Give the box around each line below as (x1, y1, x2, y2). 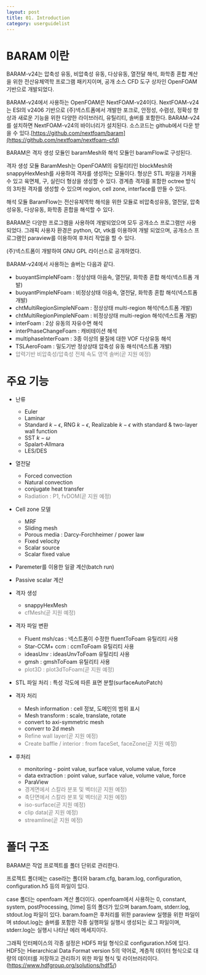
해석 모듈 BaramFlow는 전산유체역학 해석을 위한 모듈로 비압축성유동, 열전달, (6, 198, 189, 206)
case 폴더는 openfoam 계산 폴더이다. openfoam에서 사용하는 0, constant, (6, 896, 186, 903)
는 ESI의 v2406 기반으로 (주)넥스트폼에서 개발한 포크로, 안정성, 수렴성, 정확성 (6, 106, 192, 114)
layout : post (6, 9, 40, 15)
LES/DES (24, 447, 47, 455)
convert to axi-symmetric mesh (24, 719, 105, 726)
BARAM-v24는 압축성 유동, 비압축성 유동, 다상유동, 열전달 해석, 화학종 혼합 (6, 70, 187, 77)
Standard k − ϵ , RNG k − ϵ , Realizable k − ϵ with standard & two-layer (24, 421, 198, 428)
